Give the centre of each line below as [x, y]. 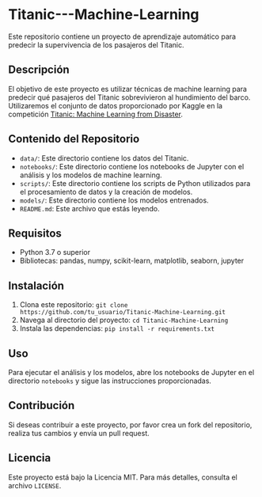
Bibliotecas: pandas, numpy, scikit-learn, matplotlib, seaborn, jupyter [132, 261]
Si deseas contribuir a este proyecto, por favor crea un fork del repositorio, [130, 424]
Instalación [36, 285]
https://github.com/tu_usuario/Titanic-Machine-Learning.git [123, 313]
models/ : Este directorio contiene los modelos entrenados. [114, 200]
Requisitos [35, 233]
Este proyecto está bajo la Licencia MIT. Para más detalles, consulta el [123, 477]
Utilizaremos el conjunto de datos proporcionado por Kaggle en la [116, 105]
